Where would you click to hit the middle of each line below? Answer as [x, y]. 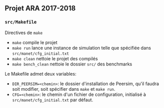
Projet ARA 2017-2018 [40, 8]
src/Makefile [21, 22]
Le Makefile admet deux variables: [40, 74]
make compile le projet [35, 42]
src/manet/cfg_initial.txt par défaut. [52, 100]
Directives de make [24, 32]
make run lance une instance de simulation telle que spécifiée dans [81, 48]
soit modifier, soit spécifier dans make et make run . [64, 89]
